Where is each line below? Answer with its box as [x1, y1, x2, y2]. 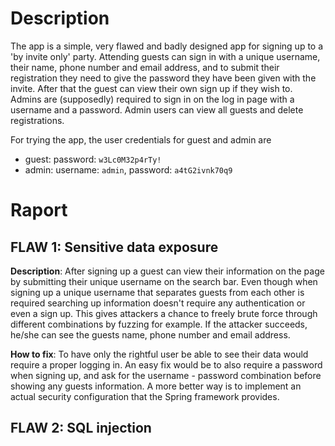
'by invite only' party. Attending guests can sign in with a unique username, [10, 50, 321, 62]
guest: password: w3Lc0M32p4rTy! [24, 153, 162, 165]
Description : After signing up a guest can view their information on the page [10, 265, 325, 277]
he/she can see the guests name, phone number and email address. [10, 328, 291, 341]
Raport [10, 199, 68, 222]
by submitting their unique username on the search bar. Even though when [10, 275, 318, 287]
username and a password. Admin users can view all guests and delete [10, 103, 304, 116]
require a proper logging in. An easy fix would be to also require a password [10, 358, 323, 371]
